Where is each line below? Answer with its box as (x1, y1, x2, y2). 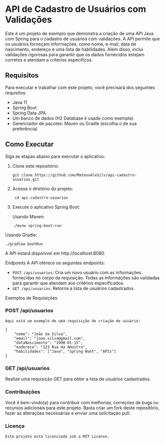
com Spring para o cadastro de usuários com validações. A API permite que (5, 36, 160, 42)
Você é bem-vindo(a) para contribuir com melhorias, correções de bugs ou (5, 400, 159, 406)
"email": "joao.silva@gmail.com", (14, 336, 85, 341)
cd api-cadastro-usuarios (14, 195, 68, 200)
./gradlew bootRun (5, 241, 43, 246)
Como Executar (5, 140, 54, 148)
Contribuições (5, 388, 41, 395)
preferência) (12, 126, 38, 132)
